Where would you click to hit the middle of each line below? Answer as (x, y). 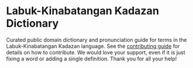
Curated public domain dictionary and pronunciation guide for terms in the (97, 40)
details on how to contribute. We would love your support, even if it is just (96, 52)
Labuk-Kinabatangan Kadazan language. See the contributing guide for (93, 46)
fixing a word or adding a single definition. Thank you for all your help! (91, 59)
